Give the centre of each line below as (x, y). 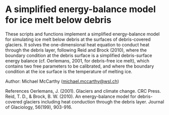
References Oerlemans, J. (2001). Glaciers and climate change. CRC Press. (83, 91)
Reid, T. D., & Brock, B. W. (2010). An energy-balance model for (71, 96)
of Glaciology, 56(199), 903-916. (39, 107)
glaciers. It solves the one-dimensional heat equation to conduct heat (77, 44)
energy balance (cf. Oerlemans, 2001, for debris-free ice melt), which (77, 61)
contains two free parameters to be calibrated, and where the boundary (80, 66)
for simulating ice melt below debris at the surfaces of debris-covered (78, 39)
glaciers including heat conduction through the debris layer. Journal (94, 101)
